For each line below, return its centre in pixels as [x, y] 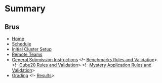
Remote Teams [27, 54]
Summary [25, 9]
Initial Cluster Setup [32, 49]
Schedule [21, 44]
